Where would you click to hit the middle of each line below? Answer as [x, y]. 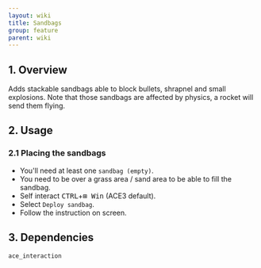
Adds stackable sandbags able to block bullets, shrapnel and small [117, 89]
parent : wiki [30, 38]
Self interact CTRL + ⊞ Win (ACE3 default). [88, 196]
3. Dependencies [51, 237]
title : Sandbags [35, 23]
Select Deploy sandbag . [57, 204]
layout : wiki [30, 15]
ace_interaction [35, 256]
